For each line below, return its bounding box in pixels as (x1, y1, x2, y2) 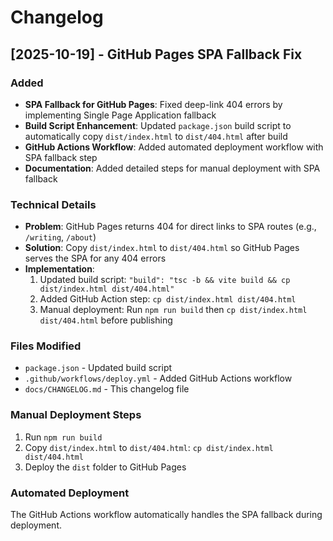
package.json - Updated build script (24, 362, 173, 374)
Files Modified (10, 339, 82, 353)
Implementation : (24, 263, 95, 275)
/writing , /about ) (24, 231, 97, 243)
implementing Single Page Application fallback (24, 109, 217, 121)
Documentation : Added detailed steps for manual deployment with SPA (24, 162, 321, 174)
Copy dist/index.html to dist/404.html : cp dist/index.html (24, 441, 274, 453)
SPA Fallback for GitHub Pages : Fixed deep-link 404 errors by (24, 98, 283, 110)
